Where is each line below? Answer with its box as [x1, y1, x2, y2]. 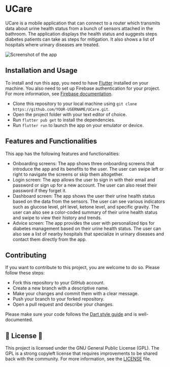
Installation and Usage [5, 66, 78, 75]
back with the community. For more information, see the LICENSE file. [5, 356, 151, 362]
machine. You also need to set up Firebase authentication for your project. [5, 85, 160, 91]
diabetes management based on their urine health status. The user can [12, 225, 161, 231]
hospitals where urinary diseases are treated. [5, 41, 100, 47]
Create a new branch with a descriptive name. [12, 285, 109, 291]
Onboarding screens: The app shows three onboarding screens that [12, 160, 155, 166]
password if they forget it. [12, 187, 67, 194]
